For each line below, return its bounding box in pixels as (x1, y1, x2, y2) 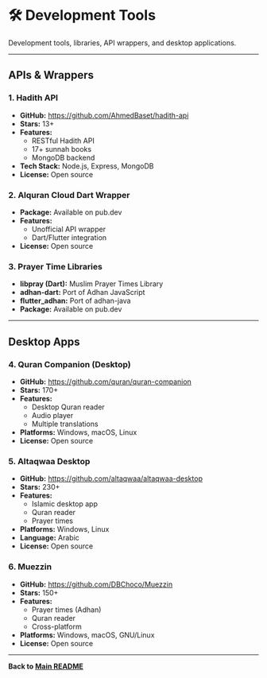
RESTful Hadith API (31, 136, 95, 145)
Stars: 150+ (19, 587, 59, 597)
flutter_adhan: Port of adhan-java (19, 296, 131, 306)
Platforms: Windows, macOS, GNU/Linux (19, 630, 155, 640)
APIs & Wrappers (8, 68, 94, 82)
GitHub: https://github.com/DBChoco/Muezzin (19, 579, 173, 589)
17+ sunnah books (31, 144, 92, 153)
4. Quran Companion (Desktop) (8, 358, 131, 370)
